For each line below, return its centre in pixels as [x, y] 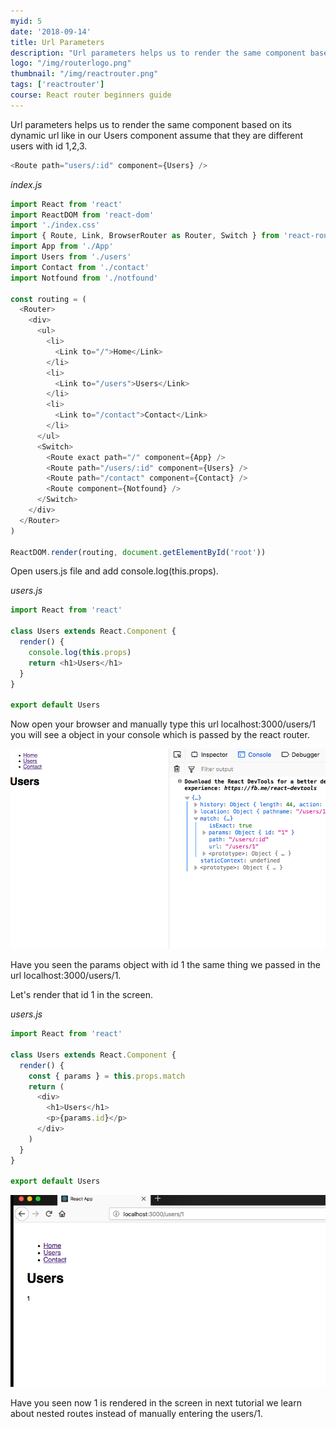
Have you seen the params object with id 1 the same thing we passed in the [165, 965]
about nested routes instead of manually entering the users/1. [136, 1414]
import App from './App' [62, 246]
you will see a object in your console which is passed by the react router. [160, 735]
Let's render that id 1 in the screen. [81, 995]
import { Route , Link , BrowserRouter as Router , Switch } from [145, 236]
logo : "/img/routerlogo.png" [71, 63]
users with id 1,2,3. [49, 146]
